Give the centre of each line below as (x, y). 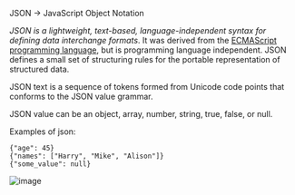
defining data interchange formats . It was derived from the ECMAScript (143, 40)
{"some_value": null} (50, 164)
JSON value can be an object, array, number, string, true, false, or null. (141, 114)
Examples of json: (43, 132)
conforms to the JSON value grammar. (81, 96)
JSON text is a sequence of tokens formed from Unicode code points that (147, 87)
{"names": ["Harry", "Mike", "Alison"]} (87, 156)
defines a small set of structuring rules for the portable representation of (145, 59)
